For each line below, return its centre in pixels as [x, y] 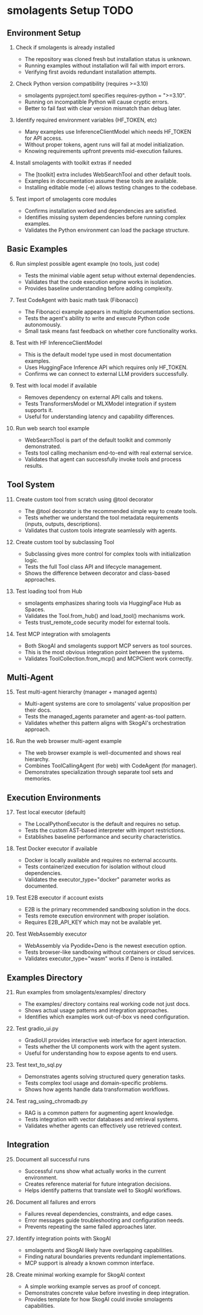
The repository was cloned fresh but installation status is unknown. [108, 59]
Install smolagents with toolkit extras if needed [73, 163]
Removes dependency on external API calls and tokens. [94, 397]
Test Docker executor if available [56, 848]
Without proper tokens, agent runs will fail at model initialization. [105, 145]
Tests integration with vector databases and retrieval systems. [102, 1120]
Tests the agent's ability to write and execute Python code [97, 318]
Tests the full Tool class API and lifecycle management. [93, 566]
